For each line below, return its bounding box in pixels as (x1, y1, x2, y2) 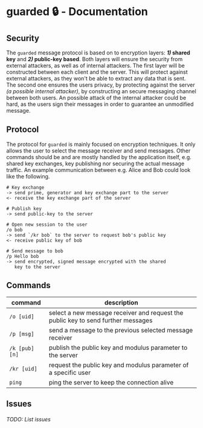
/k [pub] (9, 344, 34, 352)
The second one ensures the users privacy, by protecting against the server (6, 81, 195, 88)
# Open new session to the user (6, 222, 88, 228)
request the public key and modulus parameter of (48, 361, 189, 369)
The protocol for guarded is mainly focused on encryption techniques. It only (6, 140, 196, 148)
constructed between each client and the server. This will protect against (6, 68, 188, 76)
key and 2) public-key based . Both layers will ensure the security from (6, 56, 183, 62)
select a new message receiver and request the (48, 308, 184, 317)
